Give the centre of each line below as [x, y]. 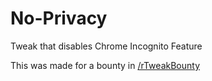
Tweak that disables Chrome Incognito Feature [106, 46]
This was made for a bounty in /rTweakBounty [105, 65]
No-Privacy [59, 18]
